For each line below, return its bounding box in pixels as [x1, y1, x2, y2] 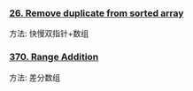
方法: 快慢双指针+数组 [9, 28, 89, 39]
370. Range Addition [9, 51, 99, 64]
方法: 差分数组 [9, 72, 60, 82]
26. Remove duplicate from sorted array [9, 7, 184, 19]
